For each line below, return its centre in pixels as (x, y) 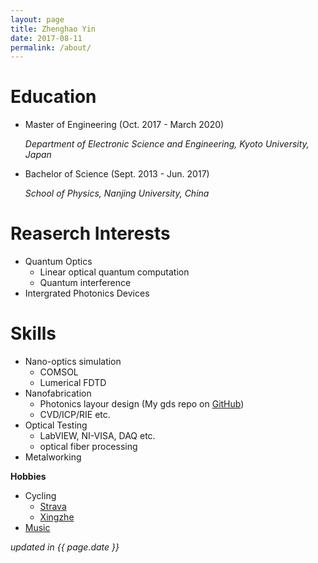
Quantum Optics (58, 262)
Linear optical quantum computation (114, 272)
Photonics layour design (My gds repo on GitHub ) (142, 404)
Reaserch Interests (90, 233)
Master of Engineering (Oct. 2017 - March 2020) (124, 125)
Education (53, 97)
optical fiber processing (88, 447)
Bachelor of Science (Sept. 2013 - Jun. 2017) (117, 174)
